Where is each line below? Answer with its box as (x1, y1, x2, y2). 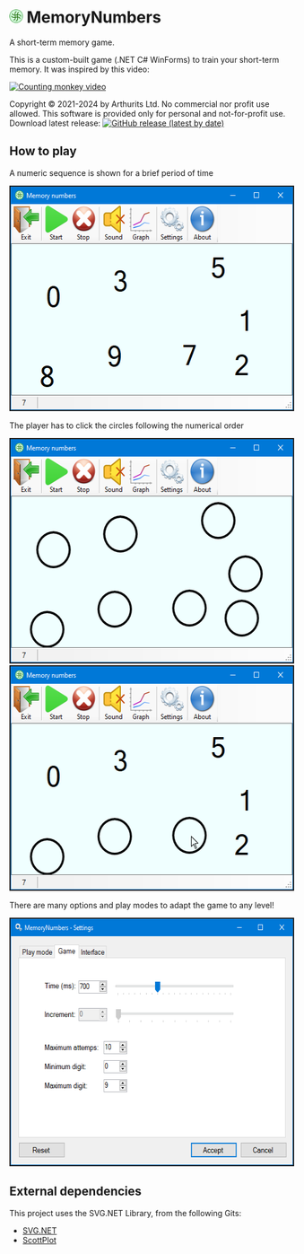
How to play (9, 144, 77, 159)
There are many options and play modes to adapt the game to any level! (9, 899, 275, 910)
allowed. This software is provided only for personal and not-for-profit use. (9, 108, 286, 118)
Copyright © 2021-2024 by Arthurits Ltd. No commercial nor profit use (9, 98, 270, 110)
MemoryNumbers (26, 7, 161, 28)
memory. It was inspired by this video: (9, 64, 150, 75)
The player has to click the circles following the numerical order (9, 420, 245, 431)
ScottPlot (22, 1234, 56, 1245)
